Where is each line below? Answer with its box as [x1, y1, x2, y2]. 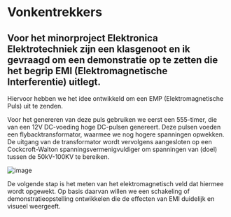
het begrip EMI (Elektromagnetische [7, 64, 168, 77]
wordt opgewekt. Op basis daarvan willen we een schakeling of [7, 187, 190, 195]
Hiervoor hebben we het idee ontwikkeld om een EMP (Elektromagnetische [7, 94, 224, 102]
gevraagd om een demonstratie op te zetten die [7, 54, 218, 66]
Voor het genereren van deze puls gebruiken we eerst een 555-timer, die [7, 115, 217, 123]
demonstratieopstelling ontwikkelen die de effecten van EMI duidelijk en [7, 195, 215, 203]
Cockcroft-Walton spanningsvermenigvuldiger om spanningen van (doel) [7, 145, 218, 153]
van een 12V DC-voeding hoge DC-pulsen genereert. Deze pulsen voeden [7, 123, 221, 131]
